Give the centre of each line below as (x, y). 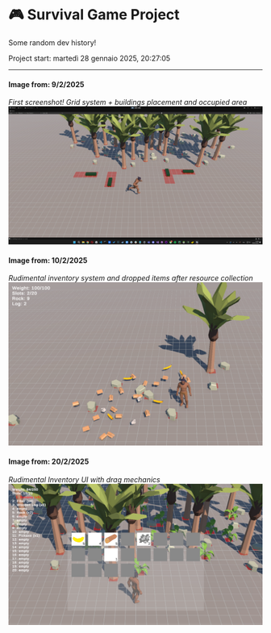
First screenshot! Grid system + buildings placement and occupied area (128, 102)
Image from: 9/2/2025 (46, 84)
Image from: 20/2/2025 (49, 461)
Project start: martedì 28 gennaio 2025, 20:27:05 (90, 58)
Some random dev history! (52, 42)
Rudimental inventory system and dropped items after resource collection (131, 278)
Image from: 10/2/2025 (48, 260)
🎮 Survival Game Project (94, 15)
